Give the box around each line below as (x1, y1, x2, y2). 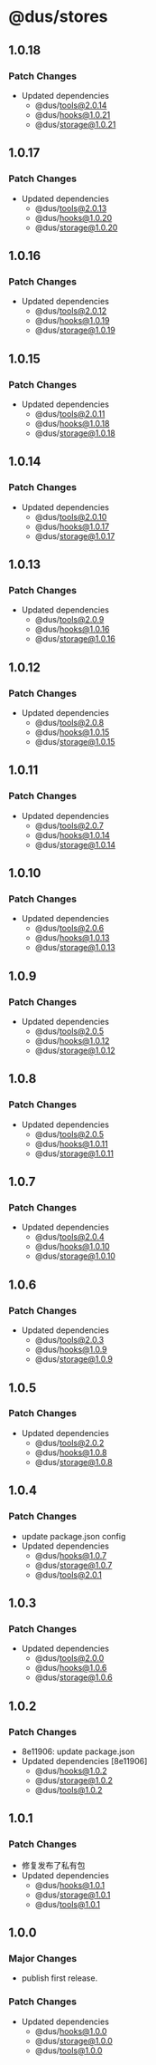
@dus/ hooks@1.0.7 (34, 1549, 107, 1560)
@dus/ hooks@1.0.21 (34, 109, 111, 120)
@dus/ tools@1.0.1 (34, 1898, 101, 1909)
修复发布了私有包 (21, 1859, 86, 1870)
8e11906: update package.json (21, 1746, 135, 1757)
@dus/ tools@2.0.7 (34, 820, 105, 831)
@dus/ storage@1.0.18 (34, 428, 116, 439)
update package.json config (21, 1530, 126, 1541)
